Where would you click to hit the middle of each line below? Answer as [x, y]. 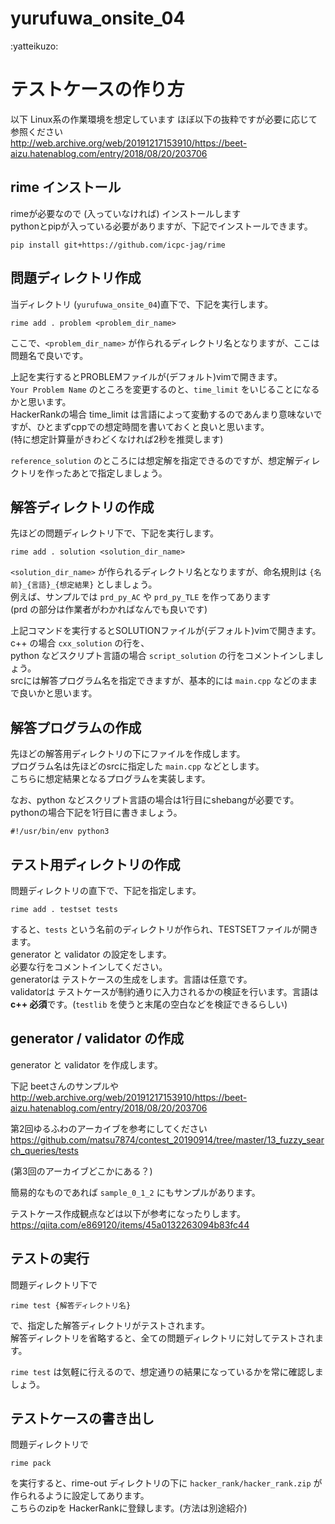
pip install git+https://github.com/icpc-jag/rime [118, 245]
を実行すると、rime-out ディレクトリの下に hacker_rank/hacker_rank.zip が [166, 1483]
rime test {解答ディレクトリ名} [71, 1305]
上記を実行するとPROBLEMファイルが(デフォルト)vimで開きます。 [146, 376]
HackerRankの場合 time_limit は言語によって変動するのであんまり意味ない [162, 414]
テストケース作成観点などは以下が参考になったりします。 [128, 1213]
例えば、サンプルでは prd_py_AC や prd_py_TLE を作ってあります [141, 597]
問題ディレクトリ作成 [76, 278]
